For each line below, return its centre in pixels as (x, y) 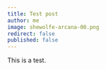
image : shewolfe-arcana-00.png (53, 27)
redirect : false (31, 34)
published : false (33, 40)
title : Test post (33, 14)
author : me (23, 21)
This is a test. (27, 60)
